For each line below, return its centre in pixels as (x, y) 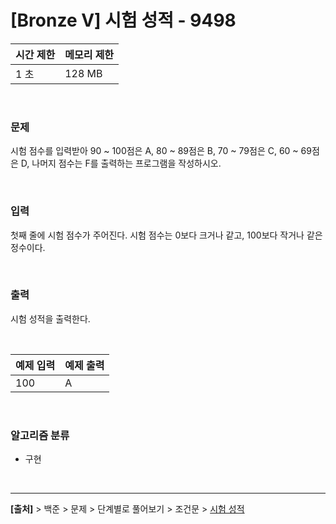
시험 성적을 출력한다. (50, 318)
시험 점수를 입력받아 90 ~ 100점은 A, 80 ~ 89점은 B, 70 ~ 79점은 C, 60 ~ (154, 151)
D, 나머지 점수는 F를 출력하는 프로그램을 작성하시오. (121, 163)
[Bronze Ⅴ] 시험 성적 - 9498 (123, 20)
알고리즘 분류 (40, 435)
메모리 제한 (89, 54)
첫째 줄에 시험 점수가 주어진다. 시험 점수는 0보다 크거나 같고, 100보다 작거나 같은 (166, 235)
